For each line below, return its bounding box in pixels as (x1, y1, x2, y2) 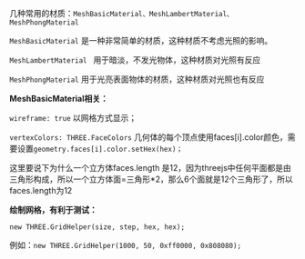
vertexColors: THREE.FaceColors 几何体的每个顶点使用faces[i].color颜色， (9, 132, 289, 143)
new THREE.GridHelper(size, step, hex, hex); (9, 223, 185, 232)
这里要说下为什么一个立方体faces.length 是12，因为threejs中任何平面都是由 (9, 163, 291, 173)
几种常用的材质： (9, 8, 74, 18)
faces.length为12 (9, 185, 73, 195)
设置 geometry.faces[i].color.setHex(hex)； (16, 144, 184, 154)
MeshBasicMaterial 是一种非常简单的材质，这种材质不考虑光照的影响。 (9, 35, 273, 45)
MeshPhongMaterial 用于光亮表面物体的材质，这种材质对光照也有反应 (9, 74, 265, 85)
